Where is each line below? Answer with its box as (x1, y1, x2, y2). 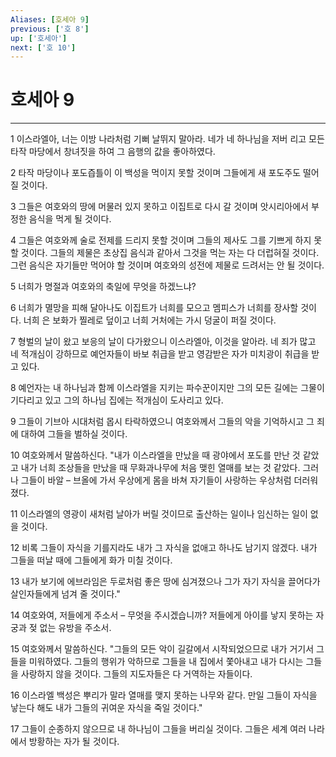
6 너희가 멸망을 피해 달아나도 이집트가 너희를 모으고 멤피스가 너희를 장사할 (10, 302, 299, 314)
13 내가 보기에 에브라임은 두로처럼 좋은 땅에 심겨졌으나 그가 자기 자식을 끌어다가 (10, 576, 321, 588)
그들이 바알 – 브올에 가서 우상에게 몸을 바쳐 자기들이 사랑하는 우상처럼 (20, 474, 292, 486)
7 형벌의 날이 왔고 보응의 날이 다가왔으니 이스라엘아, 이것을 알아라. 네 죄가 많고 (10, 336, 317, 348)
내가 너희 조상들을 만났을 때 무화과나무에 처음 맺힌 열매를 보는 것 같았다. (20, 462, 301, 474)
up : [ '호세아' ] (10, 33, 68, 43)
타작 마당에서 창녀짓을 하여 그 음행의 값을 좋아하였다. (10, 146, 216, 158)
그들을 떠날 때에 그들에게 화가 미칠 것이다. (10, 554, 173, 566)
